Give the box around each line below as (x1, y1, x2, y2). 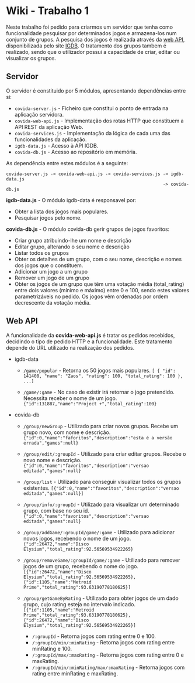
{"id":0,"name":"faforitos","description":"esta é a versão (23, 435, 173, 440)
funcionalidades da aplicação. (14, 136, 87, 143)
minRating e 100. (32, 645, 72, 652)
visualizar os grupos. (6, 54, 57, 62)
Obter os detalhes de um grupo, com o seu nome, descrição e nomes (14, 255, 182, 262)
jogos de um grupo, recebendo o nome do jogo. (23, 562, 139, 569)
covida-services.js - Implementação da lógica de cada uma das (14, 129, 170, 136)
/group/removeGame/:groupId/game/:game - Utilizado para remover (23, 556, 180, 564)
